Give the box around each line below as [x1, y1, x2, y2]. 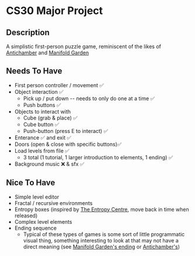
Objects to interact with [14, 108, 71, 115]
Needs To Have [6, 66, 62, 76]
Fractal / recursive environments [14, 199, 93, 206]
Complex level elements [14, 218, 72, 225]
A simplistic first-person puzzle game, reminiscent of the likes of [6, 43, 162, 50]
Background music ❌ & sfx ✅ [14, 160, 85, 168]
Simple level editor [14, 193, 60, 200]
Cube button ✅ [23, 121, 60, 128]
